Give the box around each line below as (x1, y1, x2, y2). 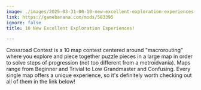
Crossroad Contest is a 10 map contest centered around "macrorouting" (6, 47, 184, 54)
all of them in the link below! (6, 78, 76, 85)
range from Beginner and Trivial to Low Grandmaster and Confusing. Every (6, 66, 191, 73)
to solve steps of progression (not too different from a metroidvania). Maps (6, 59, 191, 66)
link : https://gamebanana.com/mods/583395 (6, 14, 114, 20)
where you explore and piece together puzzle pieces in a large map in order (6, 53, 193, 60)
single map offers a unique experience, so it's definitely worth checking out (6, 72, 193, 79)
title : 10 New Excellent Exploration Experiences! (6, 25, 135, 31)
